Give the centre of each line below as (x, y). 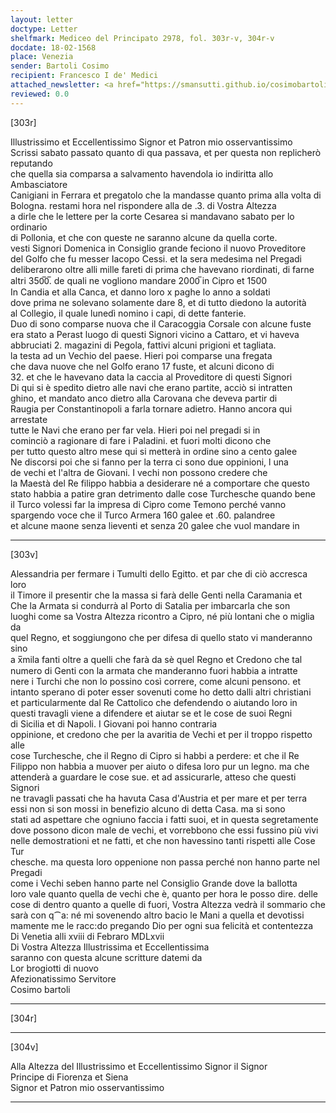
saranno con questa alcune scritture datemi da (106, 957)
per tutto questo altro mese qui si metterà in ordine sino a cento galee (154, 451)
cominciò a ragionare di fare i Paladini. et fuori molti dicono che (141, 440)
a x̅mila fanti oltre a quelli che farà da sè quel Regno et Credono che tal (156, 659)
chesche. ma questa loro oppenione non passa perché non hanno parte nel (165, 862)
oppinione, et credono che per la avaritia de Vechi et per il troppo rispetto (161, 734)
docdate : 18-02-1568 (53, 47)
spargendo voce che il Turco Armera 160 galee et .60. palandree (143, 515)
